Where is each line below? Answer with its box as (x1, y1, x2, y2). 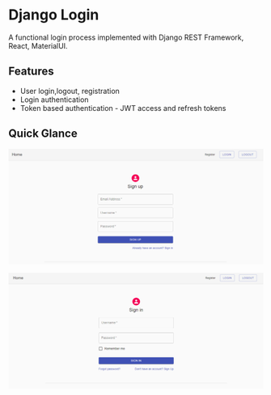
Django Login (8, 6, 100, 24)
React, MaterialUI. (8, 40, 68, 50)
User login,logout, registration (19, 86, 120, 96)
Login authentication (19, 95, 89, 104)
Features (8, 65, 54, 79)
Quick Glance (8, 127, 78, 141)
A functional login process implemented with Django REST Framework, (8, 32, 244, 42)
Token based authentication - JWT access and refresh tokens (19, 103, 227, 113)
